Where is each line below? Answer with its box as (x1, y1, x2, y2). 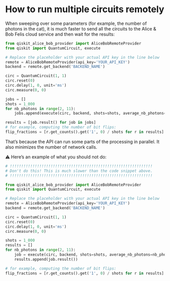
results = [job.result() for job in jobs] (5, 120, 96, 125)
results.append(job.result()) (14, 257, 78, 262)
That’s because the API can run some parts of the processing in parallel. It (5, 138, 160, 145)
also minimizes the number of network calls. (5, 144, 98, 150)
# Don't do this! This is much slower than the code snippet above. (5, 168, 153, 173)
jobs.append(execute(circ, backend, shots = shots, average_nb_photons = (14, 111, 166, 116)
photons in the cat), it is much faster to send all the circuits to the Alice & (5, 25, 157, 31)
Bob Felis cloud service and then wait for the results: (5, 31, 115, 37)
